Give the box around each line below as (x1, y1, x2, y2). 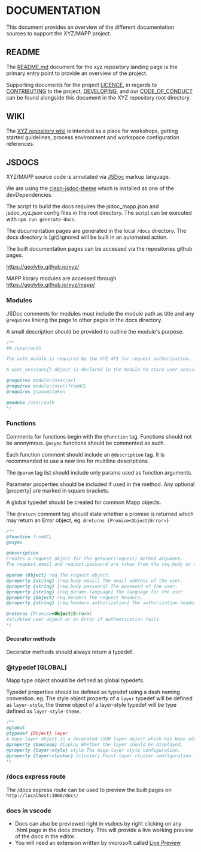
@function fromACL (6, 533, 52, 540)
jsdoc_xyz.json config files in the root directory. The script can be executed (6, 209, 192, 217)
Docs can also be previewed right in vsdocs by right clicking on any (14, 820, 182, 827)
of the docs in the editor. (14, 833, 76, 840)
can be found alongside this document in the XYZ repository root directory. (6, 94, 191, 101)
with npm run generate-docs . (6, 215, 77, 223)
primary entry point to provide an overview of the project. (6, 70, 148, 77)
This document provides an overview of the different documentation (6, 23, 175, 31)
